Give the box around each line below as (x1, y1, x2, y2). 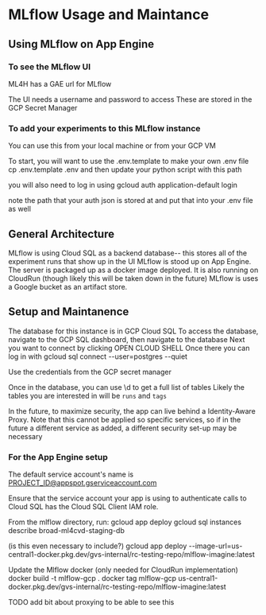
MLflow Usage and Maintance (8, 6, 209, 24)
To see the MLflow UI (8, 61, 91, 72)
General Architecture (8, 227, 115, 240)
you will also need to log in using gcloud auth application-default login (8, 181, 238, 190)
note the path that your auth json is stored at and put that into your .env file (8, 196, 253, 205)
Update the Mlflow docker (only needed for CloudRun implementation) (8, 565, 238, 574)
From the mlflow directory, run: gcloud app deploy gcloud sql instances (8, 517, 242, 527)
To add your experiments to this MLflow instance (8, 123, 201, 134)
